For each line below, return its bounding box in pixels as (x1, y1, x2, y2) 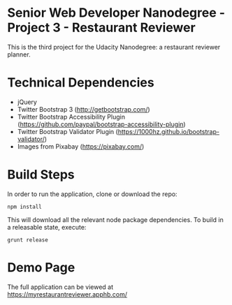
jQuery (17, 98, 37, 106)
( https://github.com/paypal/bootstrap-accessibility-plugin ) (17, 120, 187, 128)
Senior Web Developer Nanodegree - (7, 5, 226, 21)
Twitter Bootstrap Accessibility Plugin (17, 112, 126, 121)
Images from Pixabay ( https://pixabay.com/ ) (17, 142, 145, 151)
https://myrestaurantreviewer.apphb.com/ (7, 290, 128, 298)
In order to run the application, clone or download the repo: (7, 190, 177, 198)
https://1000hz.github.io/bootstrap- (117, 127, 220, 135)
